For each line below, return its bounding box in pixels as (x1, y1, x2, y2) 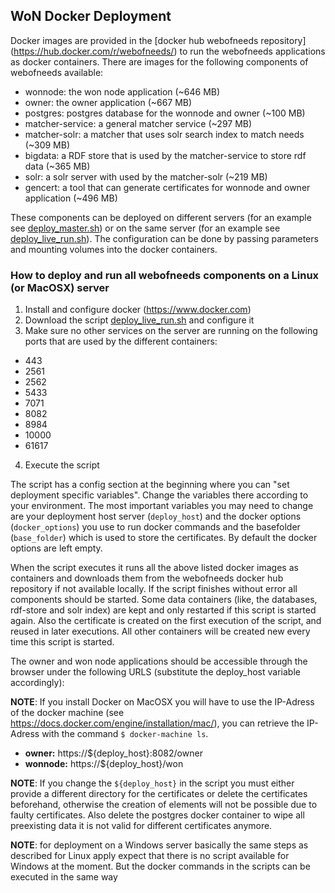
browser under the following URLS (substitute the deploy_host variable (10, 666, 301, 678)
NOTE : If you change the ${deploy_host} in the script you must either (10, 777, 295, 789)
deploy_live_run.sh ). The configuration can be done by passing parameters (10, 232, 319, 244)
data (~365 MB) (24, 160, 91, 172)
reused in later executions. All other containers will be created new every (10, 625, 311, 638)
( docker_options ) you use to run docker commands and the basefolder (10, 521, 301, 533)
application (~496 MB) (24, 192, 118, 204)
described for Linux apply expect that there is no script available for (10, 850, 290, 862)
